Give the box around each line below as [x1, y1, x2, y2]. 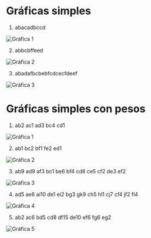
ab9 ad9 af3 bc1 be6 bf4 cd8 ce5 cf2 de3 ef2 [14, 167, 126, 174]
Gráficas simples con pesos [6, 102, 146, 116]
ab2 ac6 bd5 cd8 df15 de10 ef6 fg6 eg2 [14, 214, 111, 221]
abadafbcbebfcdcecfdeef [14, 69, 78, 77]
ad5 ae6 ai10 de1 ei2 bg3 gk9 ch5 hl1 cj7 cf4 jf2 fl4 [14, 191, 139, 198]
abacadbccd [14, 24, 46, 31]
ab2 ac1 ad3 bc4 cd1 [14, 122, 65, 129]
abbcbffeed [14, 46, 43, 54]
